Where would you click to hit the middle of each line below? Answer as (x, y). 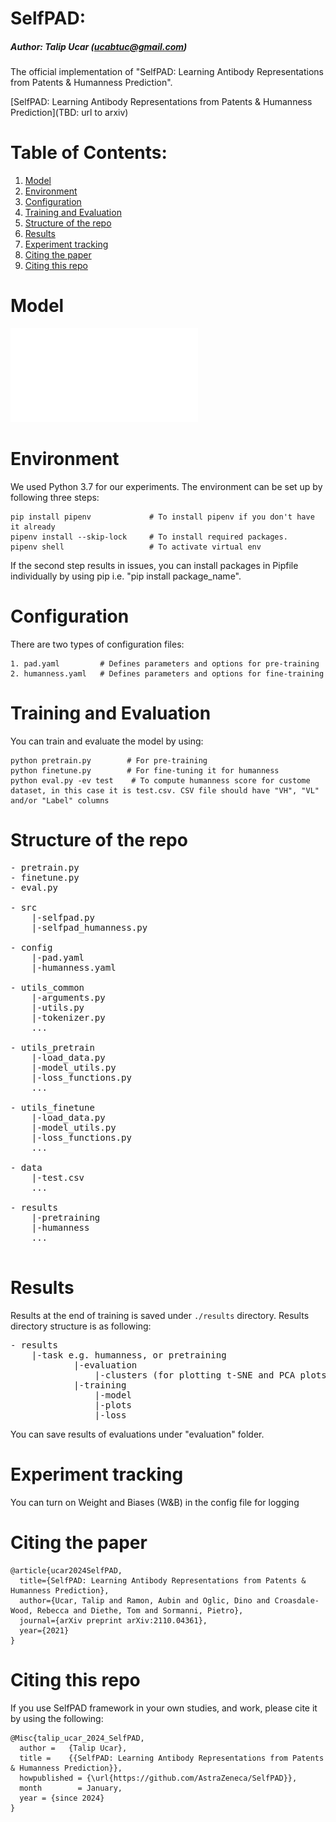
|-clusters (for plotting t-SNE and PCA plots (210, 1375)
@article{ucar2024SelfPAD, (66, 1570)
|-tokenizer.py (68, 1017)
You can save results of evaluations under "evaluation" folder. (137, 1434)
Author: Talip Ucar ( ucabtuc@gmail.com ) (99, 46)
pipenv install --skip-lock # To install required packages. (149, 537)
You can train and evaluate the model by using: (107, 741)
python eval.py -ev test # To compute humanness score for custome (160, 780)
